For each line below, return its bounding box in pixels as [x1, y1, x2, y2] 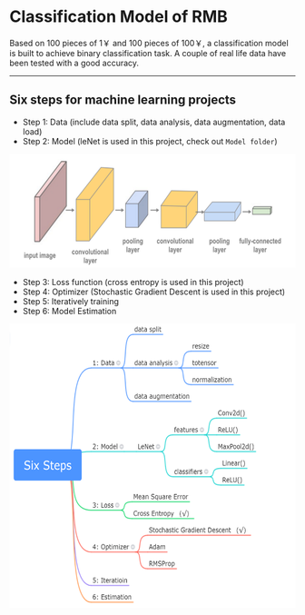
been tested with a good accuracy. [9, 57, 139, 68]
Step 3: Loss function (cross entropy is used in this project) [22, 276, 244, 287]
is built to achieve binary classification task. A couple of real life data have [9, 47, 287, 58]
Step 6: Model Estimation [22, 305, 117, 316]
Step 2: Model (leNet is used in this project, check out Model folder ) [22, 135, 278, 146]
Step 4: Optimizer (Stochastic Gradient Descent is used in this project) [22, 286, 286, 297]
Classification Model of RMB [9, 6, 229, 27]
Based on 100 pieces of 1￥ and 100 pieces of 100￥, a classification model [9, 37, 289, 48]
